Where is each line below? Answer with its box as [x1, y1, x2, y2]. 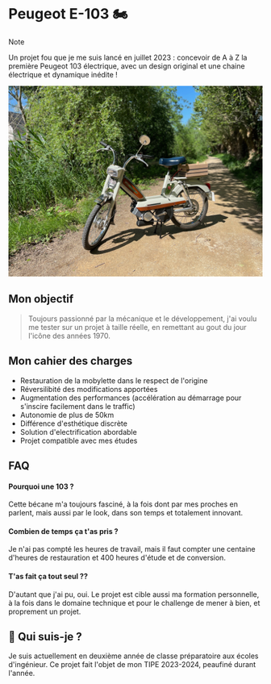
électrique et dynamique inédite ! [8, 69, 119, 79]
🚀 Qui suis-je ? [8, 629, 82, 644]
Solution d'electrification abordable [19, 427, 137, 436]
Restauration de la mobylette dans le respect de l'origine [19, 375, 208, 386]
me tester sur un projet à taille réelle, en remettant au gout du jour [27, 322, 248, 332]
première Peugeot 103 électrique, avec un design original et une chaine [8, 60, 245, 71]
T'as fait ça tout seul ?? [8, 571, 89, 581]
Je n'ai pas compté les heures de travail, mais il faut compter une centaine [8, 544, 256, 554]
